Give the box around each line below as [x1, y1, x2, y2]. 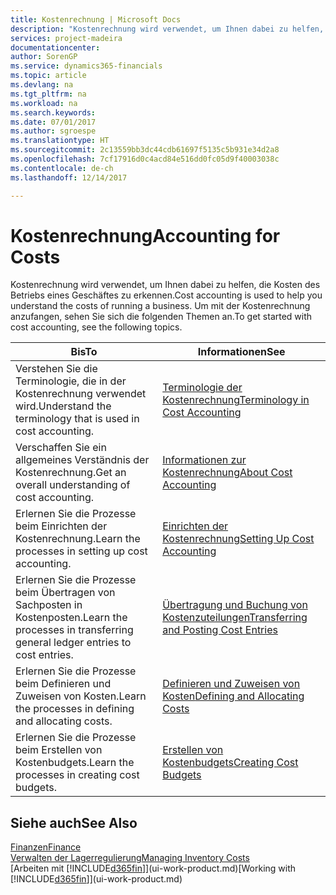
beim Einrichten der [15, 519, 108, 533]
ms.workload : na [10, 98, 78, 108]
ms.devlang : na [10, 80, 74, 90]
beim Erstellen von [15, 743, 103, 757]
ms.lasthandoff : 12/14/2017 [10, 172, 128, 183]
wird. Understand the [15, 399, 112, 413]
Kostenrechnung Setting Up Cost [162, 532, 315, 546]
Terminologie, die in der [15, 374, 127, 388]
